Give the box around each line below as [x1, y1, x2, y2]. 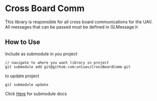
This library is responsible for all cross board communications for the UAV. [5, 19, 153, 25]
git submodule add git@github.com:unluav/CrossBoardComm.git [5, 64, 131, 69]
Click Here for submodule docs [5, 90, 67, 97]
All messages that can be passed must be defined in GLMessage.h [5, 24, 138, 29]
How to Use [5, 38, 41, 46]
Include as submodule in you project [5, 51, 77, 57]
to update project [5, 73, 40, 79]
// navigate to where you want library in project [5, 60, 109, 65]
